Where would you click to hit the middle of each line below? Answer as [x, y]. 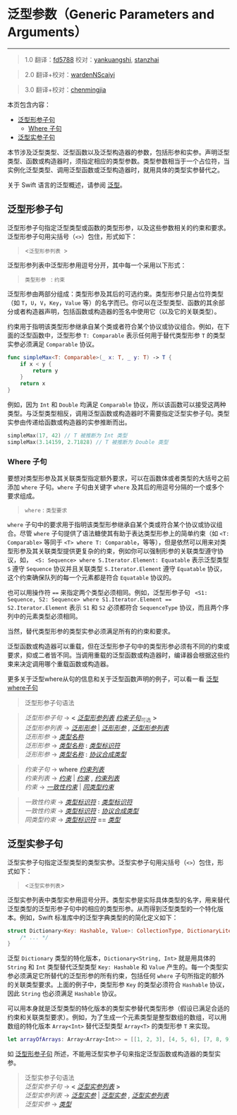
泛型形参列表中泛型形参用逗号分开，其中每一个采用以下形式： [97, 265]
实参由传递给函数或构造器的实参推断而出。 [69, 422]
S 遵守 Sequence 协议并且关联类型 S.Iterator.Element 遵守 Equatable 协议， [117, 569]
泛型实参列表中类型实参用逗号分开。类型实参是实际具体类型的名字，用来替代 [119, 900]
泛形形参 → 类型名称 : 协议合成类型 [75, 754]
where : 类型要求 [46, 510]
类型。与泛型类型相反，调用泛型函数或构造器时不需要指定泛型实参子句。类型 [119, 413]
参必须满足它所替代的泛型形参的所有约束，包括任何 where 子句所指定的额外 [116, 976]
